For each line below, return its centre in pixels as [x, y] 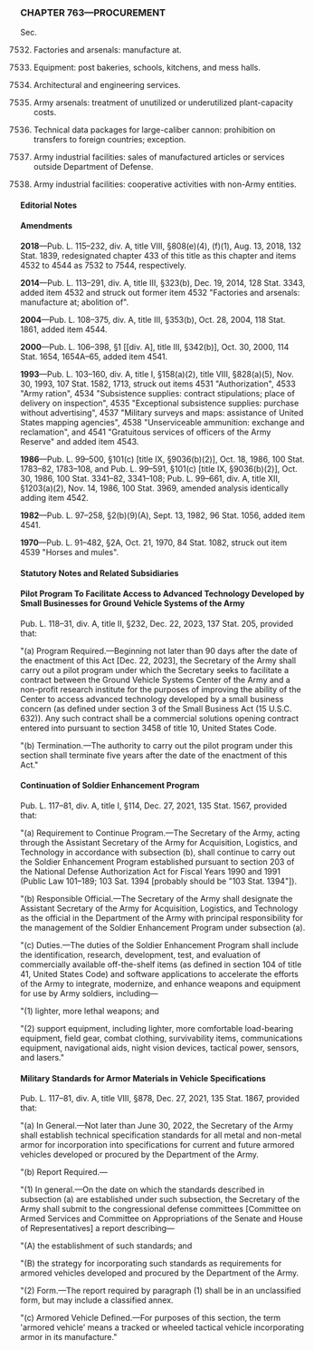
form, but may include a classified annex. [97, 1300]
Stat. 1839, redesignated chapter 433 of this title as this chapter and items [158, 256]
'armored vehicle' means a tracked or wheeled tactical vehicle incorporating [162, 1327]
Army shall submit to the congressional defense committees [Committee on [161, 1209]
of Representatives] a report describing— [98, 1228]
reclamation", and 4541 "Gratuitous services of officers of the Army [146, 432]
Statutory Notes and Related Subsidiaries [100, 572]
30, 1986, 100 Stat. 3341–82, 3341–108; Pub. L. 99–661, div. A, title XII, [150, 479]
